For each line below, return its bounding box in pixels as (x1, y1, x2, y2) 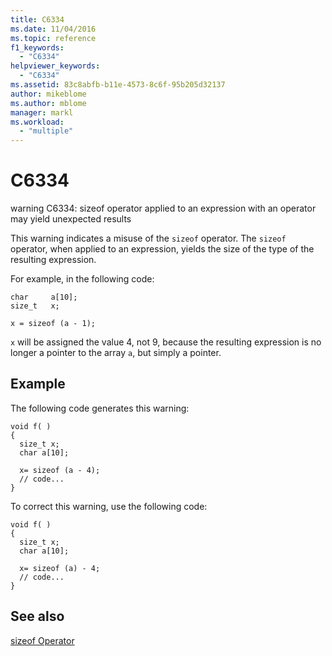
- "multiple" (19, 126, 74, 136)
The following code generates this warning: (10, 402, 190, 414)
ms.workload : (10, 117, 65, 127)
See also (10, 608, 65, 625)
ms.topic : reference (10, 33, 97, 43)
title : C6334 (10, 14, 65, 25)
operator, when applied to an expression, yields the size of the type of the (10, 243, 315, 255)
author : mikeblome (10, 89, 87, 99)
